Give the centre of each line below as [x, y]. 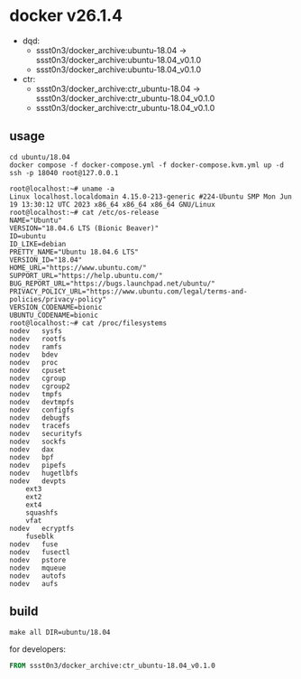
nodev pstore [38, 560]
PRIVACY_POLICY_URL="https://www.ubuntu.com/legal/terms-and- [128, 291]
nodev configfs [42, 410]
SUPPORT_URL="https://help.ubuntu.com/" [87, 275]
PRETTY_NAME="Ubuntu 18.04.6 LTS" [74, 252]
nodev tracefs [40, 425]
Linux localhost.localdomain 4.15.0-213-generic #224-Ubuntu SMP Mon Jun [151, 196]
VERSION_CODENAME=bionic [56, 307]
